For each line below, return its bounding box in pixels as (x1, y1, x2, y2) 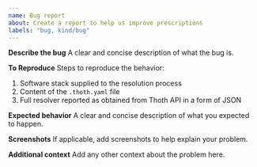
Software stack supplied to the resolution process (19, 78, 182, 88)
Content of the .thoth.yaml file (19, 87, 120, 97)
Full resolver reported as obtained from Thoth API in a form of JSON (19, 96, 242, 105)
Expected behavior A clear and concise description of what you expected (8, 111, 250, 120)
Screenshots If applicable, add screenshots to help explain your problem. (8, 135, 248, 144)
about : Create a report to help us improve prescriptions (8, 19, 203, 27)
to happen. (8, 120, 43, 129)
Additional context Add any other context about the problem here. (8, 150, 225, 159)
